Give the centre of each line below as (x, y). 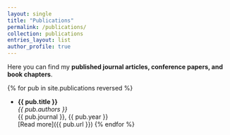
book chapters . (30, 74)
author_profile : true (39, 47)
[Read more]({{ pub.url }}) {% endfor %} (76, 124)
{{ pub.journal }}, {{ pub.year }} (63, 117)
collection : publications (45, 34)
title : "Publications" (41, 20)
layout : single (30, 14)
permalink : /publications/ (47, 27)
